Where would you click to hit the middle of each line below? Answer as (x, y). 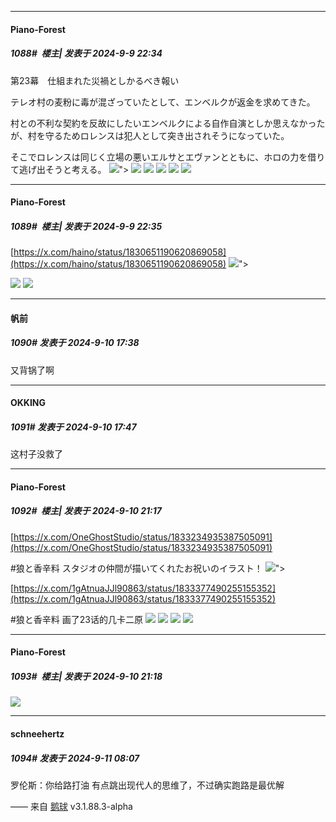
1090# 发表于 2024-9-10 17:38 (75, 343)
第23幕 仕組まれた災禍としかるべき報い (95, 80)
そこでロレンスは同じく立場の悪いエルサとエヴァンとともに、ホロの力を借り (168, 157)
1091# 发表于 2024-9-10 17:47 (73, 427)
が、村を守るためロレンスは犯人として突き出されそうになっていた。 (150, 135)
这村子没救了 (36, 454)
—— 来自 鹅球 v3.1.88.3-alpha (71, 806)
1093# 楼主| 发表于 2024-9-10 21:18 (86, 676)
